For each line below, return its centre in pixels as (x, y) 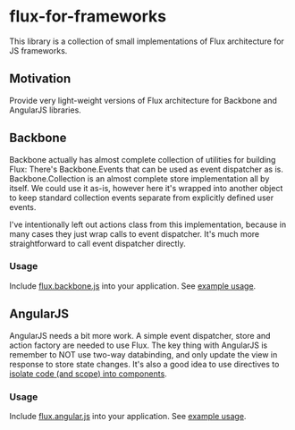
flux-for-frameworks (88, 17)
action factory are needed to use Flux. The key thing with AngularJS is (139, 345)
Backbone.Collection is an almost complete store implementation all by (139, 178)
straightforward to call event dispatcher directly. (97, 243)
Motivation (40, 79)
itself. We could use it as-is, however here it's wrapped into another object (146, 188)
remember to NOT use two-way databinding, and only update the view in (143, 354)
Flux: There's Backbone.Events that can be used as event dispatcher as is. (146, 169)
